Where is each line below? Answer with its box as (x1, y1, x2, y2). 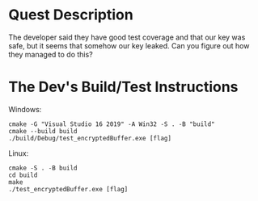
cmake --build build (8, 127, 78, 135)
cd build (8, 171, 38, 179)
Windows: (8, 104, 42, 114)
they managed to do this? (8, 49, 93, 59)
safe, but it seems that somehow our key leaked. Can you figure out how (8, 40, 250, 50)
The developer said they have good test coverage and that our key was (8, 32, 246, 42)
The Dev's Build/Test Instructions (8, 78, 239, 96)
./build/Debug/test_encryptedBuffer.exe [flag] (8, 134, 172, 142)
